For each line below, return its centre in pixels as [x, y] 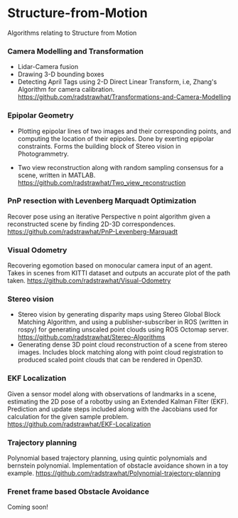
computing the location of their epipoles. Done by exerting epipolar [116, 138]
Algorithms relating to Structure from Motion [72, 33]
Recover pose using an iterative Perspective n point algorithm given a [109, 216]
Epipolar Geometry [40, 115]
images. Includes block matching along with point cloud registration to [120, 352]
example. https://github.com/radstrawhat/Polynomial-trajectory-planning [114, 473]
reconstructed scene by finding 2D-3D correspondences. [92, 224]
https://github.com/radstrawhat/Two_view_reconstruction [102, 182]
